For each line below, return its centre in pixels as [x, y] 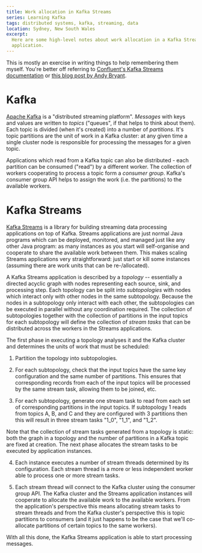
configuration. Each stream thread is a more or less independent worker [104, 469]
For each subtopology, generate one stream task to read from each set [103, 400]
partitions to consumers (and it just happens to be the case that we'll [100, 519]
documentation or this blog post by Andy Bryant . [66, 75]
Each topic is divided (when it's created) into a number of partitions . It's [95, 129]
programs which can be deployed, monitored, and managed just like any [96, 239]
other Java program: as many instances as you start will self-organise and [98, 246]
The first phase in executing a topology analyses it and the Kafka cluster [96, 340]
